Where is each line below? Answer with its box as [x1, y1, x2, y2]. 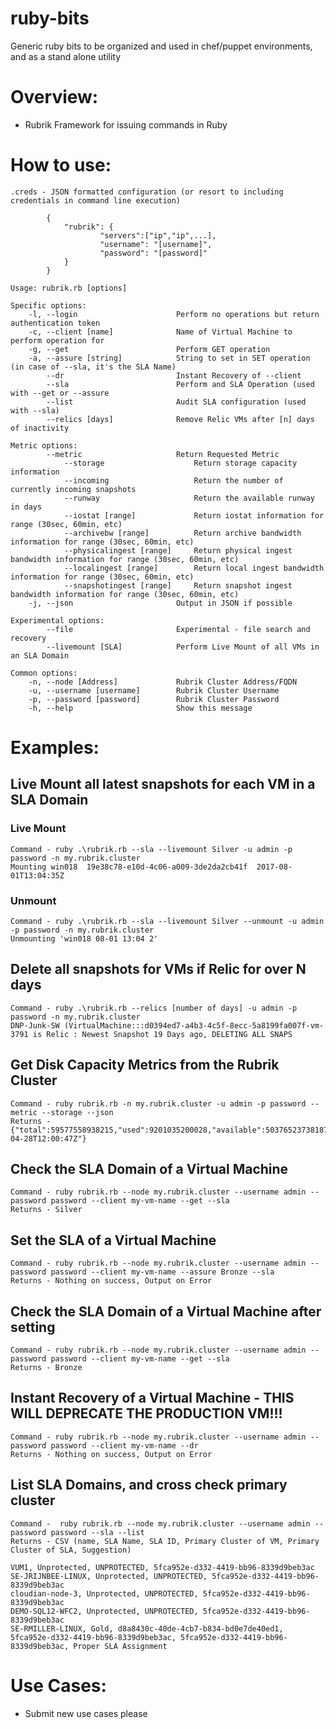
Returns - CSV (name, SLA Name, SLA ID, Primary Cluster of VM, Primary [10, 1536, 320, 1546]
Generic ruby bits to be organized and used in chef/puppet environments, [10, 40, 313, 52]
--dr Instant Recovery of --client [46, 370, 302, 381]
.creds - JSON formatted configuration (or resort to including [10, 187, 284, 197]
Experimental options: [10, 615, 105, 626]
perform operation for [10, 335, 105, 346]
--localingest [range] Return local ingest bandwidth [63, 563, 325, 573]
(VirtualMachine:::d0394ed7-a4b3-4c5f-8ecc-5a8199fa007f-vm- [63, 1020, 325, 1031]
